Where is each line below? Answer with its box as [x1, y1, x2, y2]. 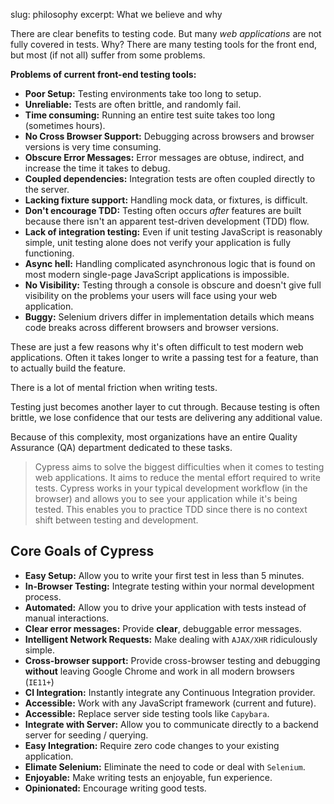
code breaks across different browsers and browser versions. [24, 322, 280, 333]
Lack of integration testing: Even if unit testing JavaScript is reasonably [24, 226, 323, 238]
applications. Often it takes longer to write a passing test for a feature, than [10, 352, 319, 363]
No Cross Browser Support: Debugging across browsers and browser [24, 130, 315, 142]
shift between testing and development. [34, 514, 199, 526]
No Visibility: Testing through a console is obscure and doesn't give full [24, 279, 322, 291]
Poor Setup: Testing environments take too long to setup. [24, 88, 262, 99]
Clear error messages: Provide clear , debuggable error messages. [24, 622, 302, 634]
